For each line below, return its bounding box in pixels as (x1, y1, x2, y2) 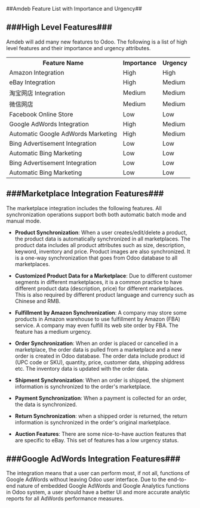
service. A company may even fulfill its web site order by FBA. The (14, 322, 179, 329)
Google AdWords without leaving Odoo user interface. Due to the (6, 476, 167, 483)
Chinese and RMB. (14, 297, 61, 304)
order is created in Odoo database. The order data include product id (14, 352, 185, 359)
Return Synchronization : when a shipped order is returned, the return (14, 412, 188, 420)
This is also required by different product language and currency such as (14, 291, 195, 298)
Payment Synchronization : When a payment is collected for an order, (14, 394, 187, 402)
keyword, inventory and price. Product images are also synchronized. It (14, 248, 190, 255)
